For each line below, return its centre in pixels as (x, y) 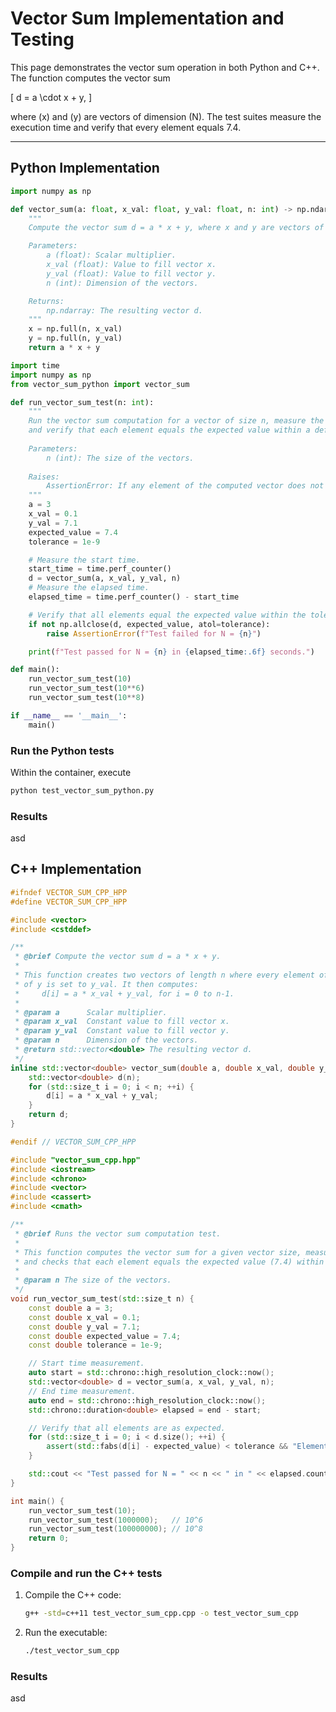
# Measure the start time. (84, 560)
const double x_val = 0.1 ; (84, 1317)
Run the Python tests (62, 750)
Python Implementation (85, 168)
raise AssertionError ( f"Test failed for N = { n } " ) (154, 633)
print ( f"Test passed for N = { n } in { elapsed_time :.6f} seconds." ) (171, 652)
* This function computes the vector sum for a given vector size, (158, 1252)
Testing (42, 39)
